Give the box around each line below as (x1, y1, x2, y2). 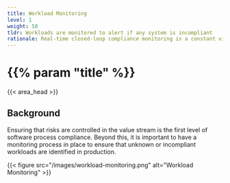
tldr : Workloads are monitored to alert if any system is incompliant (7, 29, 213, 36)
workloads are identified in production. (7, 147, 116, 156)
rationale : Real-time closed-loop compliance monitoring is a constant (7, 36, 216, 42)
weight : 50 (7, 23, 38, 29)
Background (7, 108, 60, 119)
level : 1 (7, 16, 32, 23)
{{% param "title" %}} (7, 65, 136, 81)
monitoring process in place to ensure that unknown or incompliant (7, 140, 196, 148)
